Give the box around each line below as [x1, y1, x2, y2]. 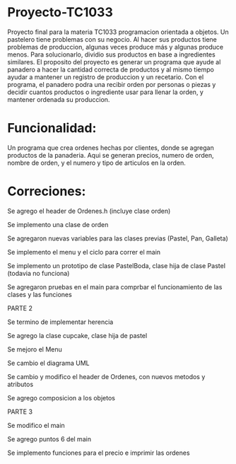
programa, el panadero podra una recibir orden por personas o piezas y [7, 80, 216, 88]
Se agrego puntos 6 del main [7, 434, 92, 443]
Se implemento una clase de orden [7, 220, 109, 228]
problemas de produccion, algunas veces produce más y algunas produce [7, 42, 224, 51]
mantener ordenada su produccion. [7, 95, 110, 103]
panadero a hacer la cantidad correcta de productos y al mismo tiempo [7, 65, 214, 74]
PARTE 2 [7, 303, 33, 312]
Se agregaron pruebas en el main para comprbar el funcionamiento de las [7, 282, 223, 291]
